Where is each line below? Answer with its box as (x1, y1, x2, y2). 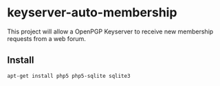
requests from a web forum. (7, 34, 86, 42)
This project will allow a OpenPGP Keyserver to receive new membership (7, 27, 214, 35)
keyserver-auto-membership (7, 5, 177, 20)
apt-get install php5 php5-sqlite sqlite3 (7, 72, 131, 79)
